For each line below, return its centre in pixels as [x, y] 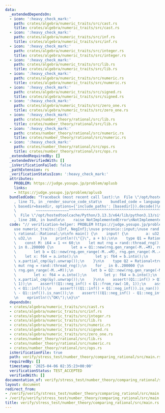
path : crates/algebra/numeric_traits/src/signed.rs [68, 92]
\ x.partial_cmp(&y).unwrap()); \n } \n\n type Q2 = [73, 261]
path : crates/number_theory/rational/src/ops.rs [65, 147]
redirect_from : [21, 389]
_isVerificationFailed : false [40, 165]
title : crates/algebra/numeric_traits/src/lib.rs [66, 69]
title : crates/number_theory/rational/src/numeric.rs [70, 138]
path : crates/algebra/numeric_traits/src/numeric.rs [69, 78]
